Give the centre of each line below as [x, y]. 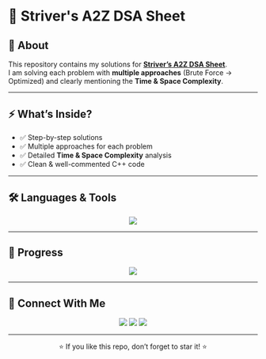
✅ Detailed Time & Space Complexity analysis [95, 155]
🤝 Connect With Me [57, 303]
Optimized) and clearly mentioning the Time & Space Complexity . [116, 81]
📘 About [28, 45]
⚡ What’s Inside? [50, 114]
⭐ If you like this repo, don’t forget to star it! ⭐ [133, 346]
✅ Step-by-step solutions [61, 137]
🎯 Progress [36, 253]
